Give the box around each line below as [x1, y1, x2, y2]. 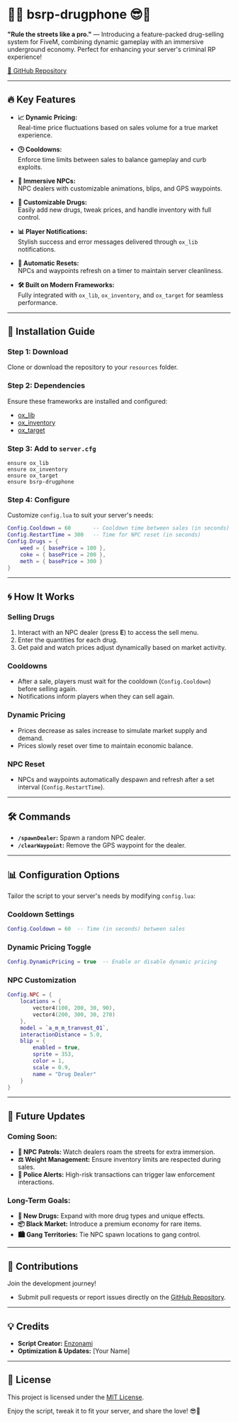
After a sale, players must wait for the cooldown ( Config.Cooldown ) [17, 677, 211, 685]
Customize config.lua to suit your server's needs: [7, 511, 154, 520]
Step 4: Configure [7, 494, 70, 504]
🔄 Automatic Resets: [17, 259, 79, 267]
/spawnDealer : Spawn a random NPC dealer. [17, 833, 147, 842]
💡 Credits [7, 1320, 50, 1332]
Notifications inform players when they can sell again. [17, 693, 175, 701]
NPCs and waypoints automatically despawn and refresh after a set [17, 775, 215, 784]
